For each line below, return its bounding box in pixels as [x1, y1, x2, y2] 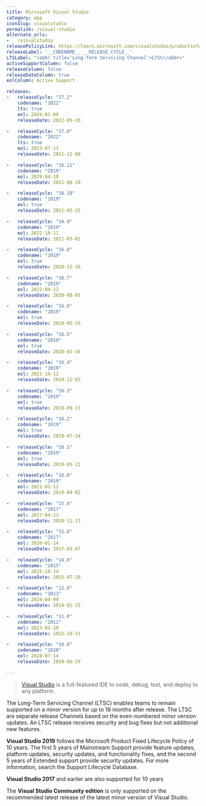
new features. [6, 725, 41, 732]
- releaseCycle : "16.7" [6, 274, 72, 281]
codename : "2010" [17, 647, 62, 654]
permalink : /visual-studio [6, 26, 75, 33]
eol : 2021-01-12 [17, 484, 59, 490]
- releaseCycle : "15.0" [6, 529, 72, 535]
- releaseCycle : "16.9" [6, 219, 72, 225]
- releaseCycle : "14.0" [6, 557, 72, 563]
